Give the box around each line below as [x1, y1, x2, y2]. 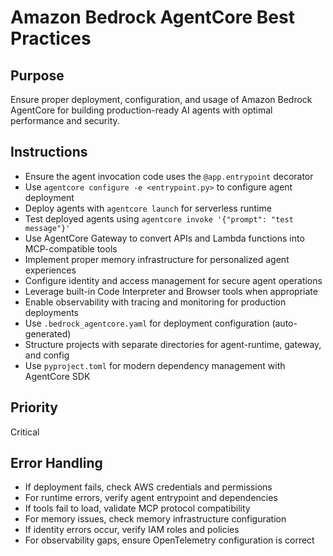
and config [24, 349, 70, 361]
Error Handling [10, 455, 103, 472]
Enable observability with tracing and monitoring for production [24, 296, 287, 308]
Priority [10, 399, 58, 416]
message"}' [24, 223, 71, 233]
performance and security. [10, 115, 120, 126]
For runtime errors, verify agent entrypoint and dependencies [24, 492, 278, 504]
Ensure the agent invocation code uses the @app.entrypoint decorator [24, 170, 314, 182]
